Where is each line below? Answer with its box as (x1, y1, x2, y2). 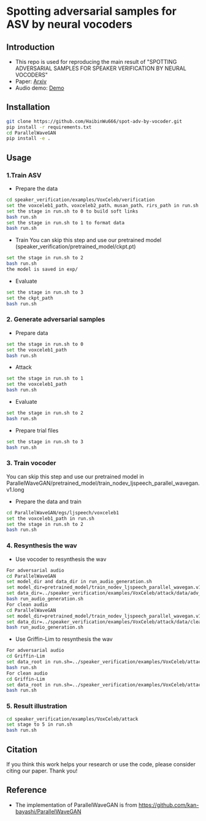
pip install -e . (6, 135, 51, 142)
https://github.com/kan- (138, 801, 199, 809)
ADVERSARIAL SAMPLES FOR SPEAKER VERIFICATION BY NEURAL (15, 65, 187, 72)
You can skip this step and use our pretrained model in (6, 473, 144, 480)
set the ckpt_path (6, 295, 53, 301)
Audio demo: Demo (15, 84, 64, 92)
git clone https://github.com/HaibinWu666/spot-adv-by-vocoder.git (6, 118, 183, 124)
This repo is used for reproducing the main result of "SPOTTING (15, 58, 177, 65)
